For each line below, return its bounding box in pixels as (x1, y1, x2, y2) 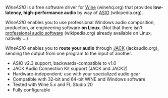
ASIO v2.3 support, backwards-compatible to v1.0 (12, 60, 117, 66)
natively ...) (5, 35, 29, 41)
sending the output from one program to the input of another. (5, 50, 132, 56)
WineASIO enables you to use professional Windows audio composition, (5, 20, 155, 25)
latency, (5, 10, 23, 16)
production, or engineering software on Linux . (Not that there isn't (5, 25, 143, 31)
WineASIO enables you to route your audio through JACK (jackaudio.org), (5, 45, 159, 51)
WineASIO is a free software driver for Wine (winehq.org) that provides (5, 5, 152, 10)
